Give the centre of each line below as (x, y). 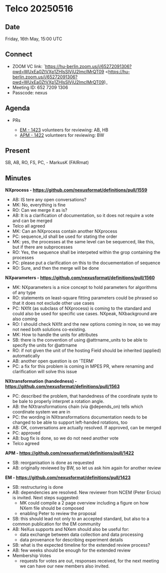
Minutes (18, 178)
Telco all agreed (29, 226)
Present (18, 151)
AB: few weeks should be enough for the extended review (71, 550)
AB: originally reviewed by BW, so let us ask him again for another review (86, 468)
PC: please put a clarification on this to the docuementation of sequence (86, 263)
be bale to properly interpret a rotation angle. (58, 401)
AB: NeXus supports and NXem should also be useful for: (71, 529)
